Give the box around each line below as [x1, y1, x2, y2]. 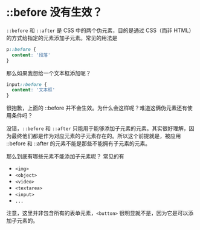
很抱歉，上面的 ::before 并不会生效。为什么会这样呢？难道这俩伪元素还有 [6, 104, 188, 112]
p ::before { [6, 46, 36, 52]
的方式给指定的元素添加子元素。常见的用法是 [6, 34, 118, 41]
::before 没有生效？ [6, 5, 103, 19]
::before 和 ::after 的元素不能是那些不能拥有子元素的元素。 [6, 140, 151, 147]
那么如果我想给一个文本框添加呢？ [6, 69, 91, 76]
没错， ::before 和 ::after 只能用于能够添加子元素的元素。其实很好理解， [6, 125, 189, 132]
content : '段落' [11, 52, 51, 58]
